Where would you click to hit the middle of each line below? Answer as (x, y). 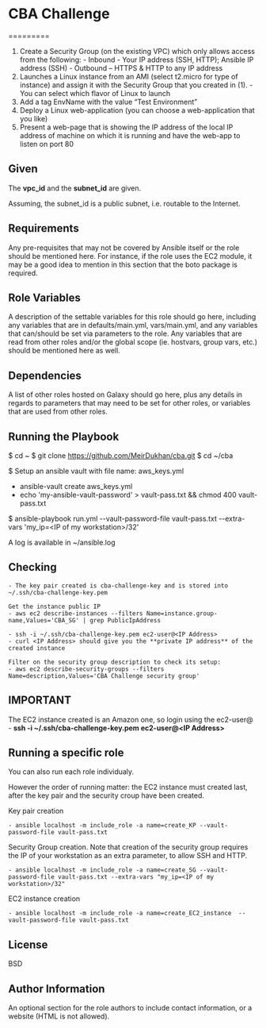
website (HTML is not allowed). (59, 1016)
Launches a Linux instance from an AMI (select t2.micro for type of (129, 76)
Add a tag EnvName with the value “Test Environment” (108, 102)
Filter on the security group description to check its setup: (115, 662)
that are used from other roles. (58, 412)
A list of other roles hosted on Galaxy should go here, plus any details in (125, 395)
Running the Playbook (64, 436)
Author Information (57, 989)
